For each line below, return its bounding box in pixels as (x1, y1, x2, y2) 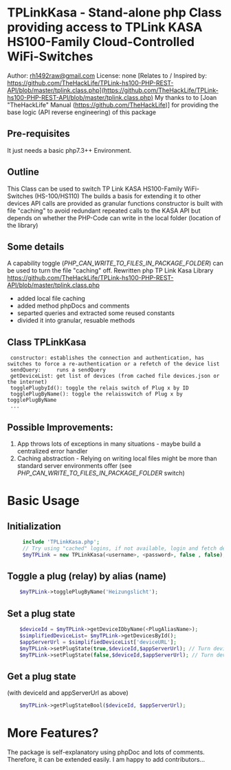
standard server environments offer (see (16, 462, 132, 469)
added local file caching (16, 295, 86, 303)
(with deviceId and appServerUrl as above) (7, 689, 129, 697)
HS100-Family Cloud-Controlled (7, 34, 195, 50)
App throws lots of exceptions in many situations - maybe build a (16, 440, 201, 448)
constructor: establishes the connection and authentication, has (10, 354, 205, 362)
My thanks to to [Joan (154, 93, 217, 101)
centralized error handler (16, 447, 88, 455)
